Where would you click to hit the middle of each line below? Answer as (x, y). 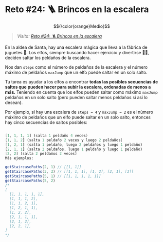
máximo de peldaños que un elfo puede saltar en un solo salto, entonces (78, 117)
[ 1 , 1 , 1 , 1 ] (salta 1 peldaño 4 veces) (47, 135)
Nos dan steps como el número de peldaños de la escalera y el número (76, 67)
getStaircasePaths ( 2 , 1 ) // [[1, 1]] (43, 167)
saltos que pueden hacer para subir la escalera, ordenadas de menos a (78, 87)
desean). (14, 102)
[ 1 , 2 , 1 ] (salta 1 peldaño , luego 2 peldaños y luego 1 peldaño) (74, 144)
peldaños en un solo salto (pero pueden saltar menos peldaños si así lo (76, 97)
